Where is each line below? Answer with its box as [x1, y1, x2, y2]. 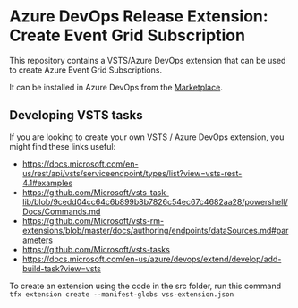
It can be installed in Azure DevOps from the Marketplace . [9, 81, 224, 92]
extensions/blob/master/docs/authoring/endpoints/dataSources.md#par [21, 225, 289, 235]
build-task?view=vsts [21, 262, 101, 274]
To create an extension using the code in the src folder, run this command [9, 280, 282, 291]
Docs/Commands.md [21, 206, 101, 217]
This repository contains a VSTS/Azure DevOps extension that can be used [9, 55, 286, 65]
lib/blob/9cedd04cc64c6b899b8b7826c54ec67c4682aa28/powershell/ [21, 196, 288, 207]
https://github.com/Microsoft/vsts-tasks [21, 244, 170, 254]
